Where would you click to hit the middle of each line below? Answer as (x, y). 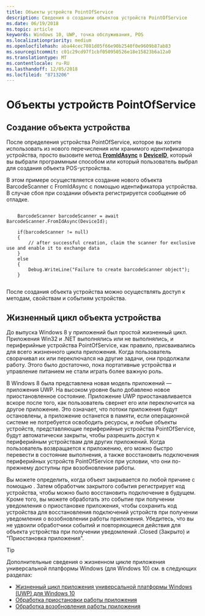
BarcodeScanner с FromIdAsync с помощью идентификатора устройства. (102, 187)
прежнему (20, 468)
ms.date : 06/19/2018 (33, 23)
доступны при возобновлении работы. (85, 468)
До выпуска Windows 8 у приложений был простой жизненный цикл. (97, 332)
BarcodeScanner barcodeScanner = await (68, 216)
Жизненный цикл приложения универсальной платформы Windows (104, 587)
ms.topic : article (30, 29)
